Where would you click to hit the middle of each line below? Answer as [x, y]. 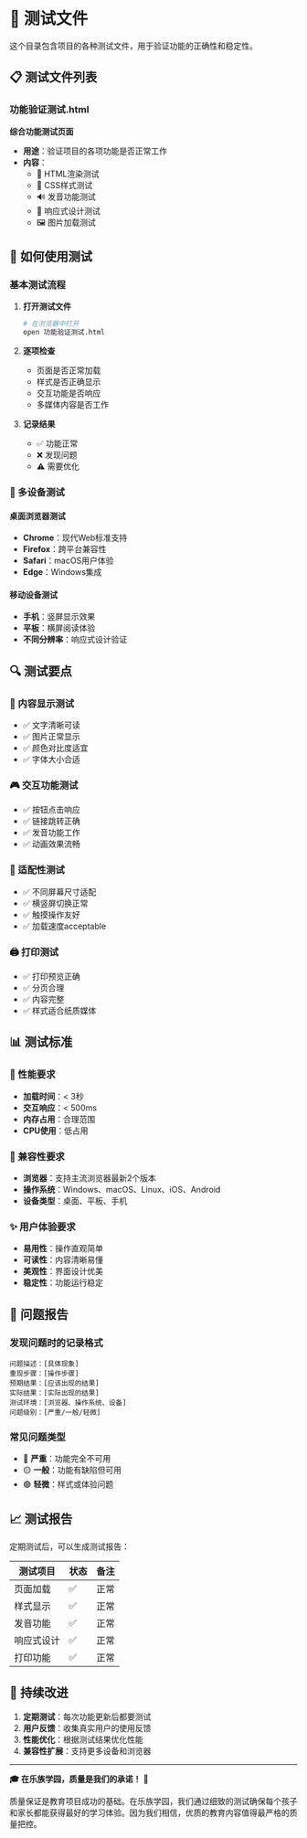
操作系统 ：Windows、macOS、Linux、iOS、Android [122, 1189]
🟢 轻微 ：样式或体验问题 [68, 1484]
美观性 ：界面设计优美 [63, 1271]
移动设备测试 [33, 594]
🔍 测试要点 [41, 671]
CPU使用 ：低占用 [55, 1131]
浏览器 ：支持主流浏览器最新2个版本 [90, 1178]
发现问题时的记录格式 [56, 1343]
